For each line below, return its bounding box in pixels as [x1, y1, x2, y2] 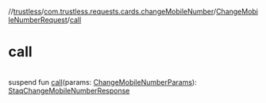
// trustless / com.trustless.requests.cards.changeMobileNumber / [8, 7, 217, 16]
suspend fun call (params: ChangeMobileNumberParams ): [8, 77, 197, 86]
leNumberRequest [8, 15, 67, 25]
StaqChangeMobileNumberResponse [8, 86, 130, 95]
